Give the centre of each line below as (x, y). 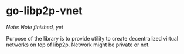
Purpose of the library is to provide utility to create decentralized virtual (92, 38)
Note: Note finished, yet (35, 27)
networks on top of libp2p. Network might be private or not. (78, 45)
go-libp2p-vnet (44, 11)
